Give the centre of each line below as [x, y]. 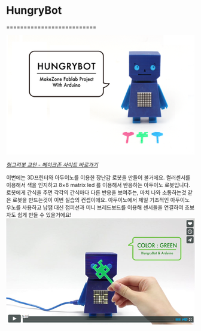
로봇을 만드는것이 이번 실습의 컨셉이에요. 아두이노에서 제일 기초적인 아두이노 [101, 200]
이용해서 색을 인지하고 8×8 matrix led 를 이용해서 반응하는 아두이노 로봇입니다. [98, 185]
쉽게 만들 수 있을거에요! [44, 214]
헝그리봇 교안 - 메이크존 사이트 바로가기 [52, 164]
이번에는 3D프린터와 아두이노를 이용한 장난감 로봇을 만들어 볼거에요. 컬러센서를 [98, 177]
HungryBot [34, 10]
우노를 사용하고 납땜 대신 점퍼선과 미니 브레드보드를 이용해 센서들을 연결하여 [95, 207]
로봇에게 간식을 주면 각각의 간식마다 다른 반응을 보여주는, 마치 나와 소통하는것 [96, 192]
